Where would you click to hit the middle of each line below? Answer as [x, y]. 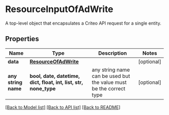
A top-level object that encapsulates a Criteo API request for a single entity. [83, 23]
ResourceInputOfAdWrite [59, 9]
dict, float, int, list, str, [56, 82]
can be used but [111, 76]
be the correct [109, 88]
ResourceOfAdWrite [54, 61]
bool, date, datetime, [55, 76]
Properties [22, 39]
